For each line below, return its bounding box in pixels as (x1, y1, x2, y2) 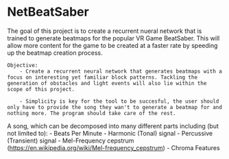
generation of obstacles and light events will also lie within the (7, 79, 207, 86)
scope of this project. (7, 86, 75, 93)
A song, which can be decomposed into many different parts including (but (7, 121, 219, 130)
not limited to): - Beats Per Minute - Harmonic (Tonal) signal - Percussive (7, 129, 213, 137)
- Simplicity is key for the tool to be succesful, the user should (19, 97, 219, 105)
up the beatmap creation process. (7, 49, 103, 57)
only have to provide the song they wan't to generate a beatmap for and (7, 103, 223, 110)
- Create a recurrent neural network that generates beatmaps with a (19, 68, 223, 75)
